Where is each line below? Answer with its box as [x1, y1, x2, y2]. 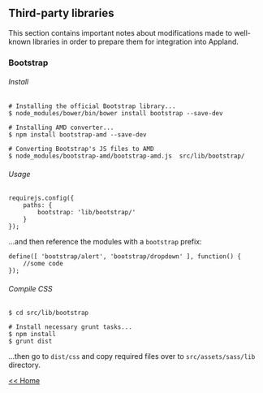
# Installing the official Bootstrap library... [8, 101, 176, 110]
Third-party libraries [8, 6, 114, 20]
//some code [23, 260, 63, 268]
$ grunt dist [8, 337, 53, 346]
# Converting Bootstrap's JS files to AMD [8, 145, 154, 153]
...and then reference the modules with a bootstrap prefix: [8, 237, 202, 247]
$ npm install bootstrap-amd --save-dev [8, 130, 148, 139]
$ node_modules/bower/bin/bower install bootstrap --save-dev [8, 109, 223, 117]
